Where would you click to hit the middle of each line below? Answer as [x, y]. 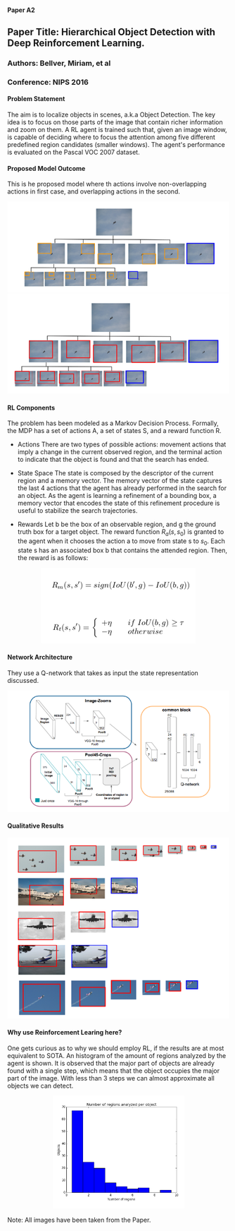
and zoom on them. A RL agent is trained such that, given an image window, [117, 130]
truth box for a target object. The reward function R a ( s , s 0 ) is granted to [121, 533]
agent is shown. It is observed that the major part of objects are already [111, 1063]
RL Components [31, 408]
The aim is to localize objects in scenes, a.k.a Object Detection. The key [112, 115]
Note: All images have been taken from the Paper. [79, 1220]
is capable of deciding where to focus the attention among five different [112, 137]
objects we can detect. [40, 1086]
